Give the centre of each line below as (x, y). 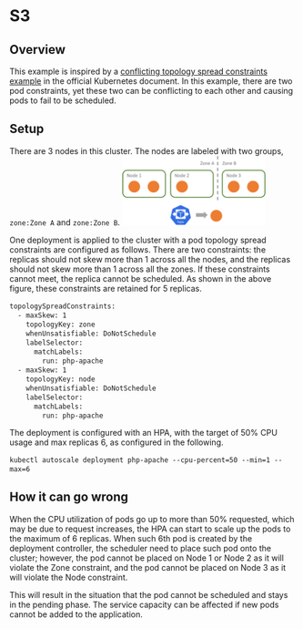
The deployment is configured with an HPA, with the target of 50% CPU (143, 432)
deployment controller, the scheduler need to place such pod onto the (140, 548)
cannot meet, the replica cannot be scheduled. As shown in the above (141, 278)
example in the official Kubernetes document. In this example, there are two (151, 81)
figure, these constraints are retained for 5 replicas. (106, 288)
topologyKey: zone (61, 325)
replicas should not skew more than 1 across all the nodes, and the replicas (150, 259)
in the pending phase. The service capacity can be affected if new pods (144, 604)
